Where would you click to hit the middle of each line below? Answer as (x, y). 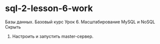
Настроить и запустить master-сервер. (53, 36)
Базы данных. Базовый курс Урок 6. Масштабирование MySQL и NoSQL (80, 22)
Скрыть (13, 27)
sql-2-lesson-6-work (49, 8)
